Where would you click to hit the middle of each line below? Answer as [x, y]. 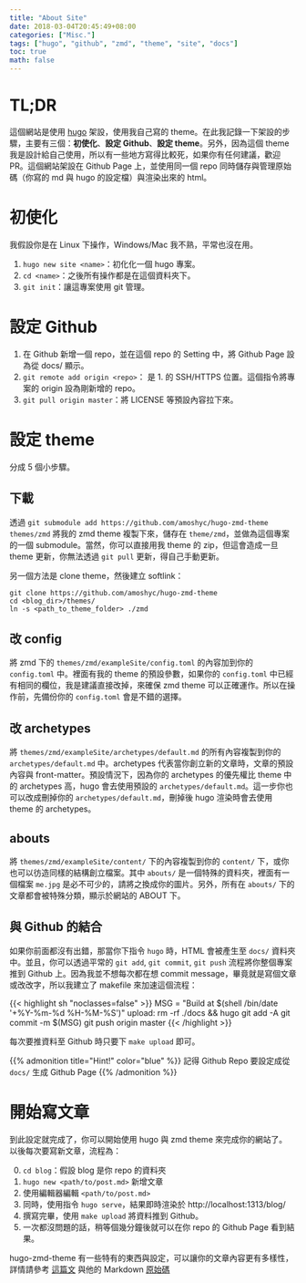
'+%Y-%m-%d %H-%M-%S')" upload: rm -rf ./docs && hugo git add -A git [150, 1012]
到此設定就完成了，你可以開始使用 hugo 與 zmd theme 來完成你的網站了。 [148, 1139]
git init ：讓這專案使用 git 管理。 [86, 286]
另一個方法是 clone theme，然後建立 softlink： [97, 575]
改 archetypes [50, 728]
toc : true [28, 52]
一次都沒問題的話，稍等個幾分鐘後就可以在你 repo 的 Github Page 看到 [154, 1226]
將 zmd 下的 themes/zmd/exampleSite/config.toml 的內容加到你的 [131, 663]
